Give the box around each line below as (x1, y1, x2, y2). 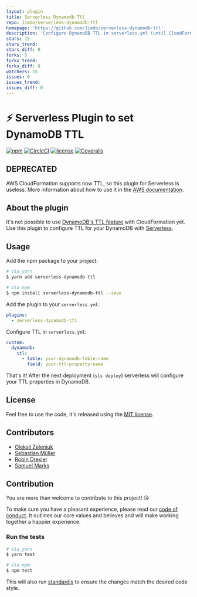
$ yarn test (6, 552, 35, 558)
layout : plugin (6, 8, 43, 15)
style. (6, 585, 19, 592)
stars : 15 (6, 36, 30, 42)
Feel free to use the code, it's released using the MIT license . (6, 411, 154, 418)
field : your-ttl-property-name (27, 361, 104, 367)
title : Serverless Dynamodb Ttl (6, 14, 85, 20)
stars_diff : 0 (6, 47, 41, 53)
